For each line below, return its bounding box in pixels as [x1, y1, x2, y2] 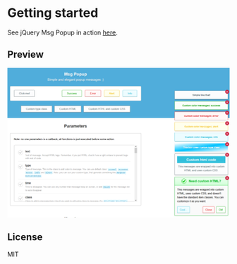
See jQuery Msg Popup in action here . [7, 28, 118, 37]
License [7, 231, 43, 244]
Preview [7, 49, 44, 61]
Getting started [7, 5, 99, 21]
